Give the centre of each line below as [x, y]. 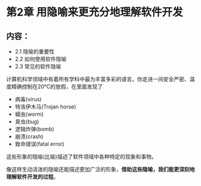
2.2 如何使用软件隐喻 [41, 59]
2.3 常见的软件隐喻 [38, 66]
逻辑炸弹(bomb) [34, 129]
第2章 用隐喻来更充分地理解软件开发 [95, 12]
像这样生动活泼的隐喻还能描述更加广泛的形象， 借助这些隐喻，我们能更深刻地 [100, 169]
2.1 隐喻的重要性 [35, 52]
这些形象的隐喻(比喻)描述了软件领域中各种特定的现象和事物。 [82, 156]
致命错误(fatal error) [39, 144]
